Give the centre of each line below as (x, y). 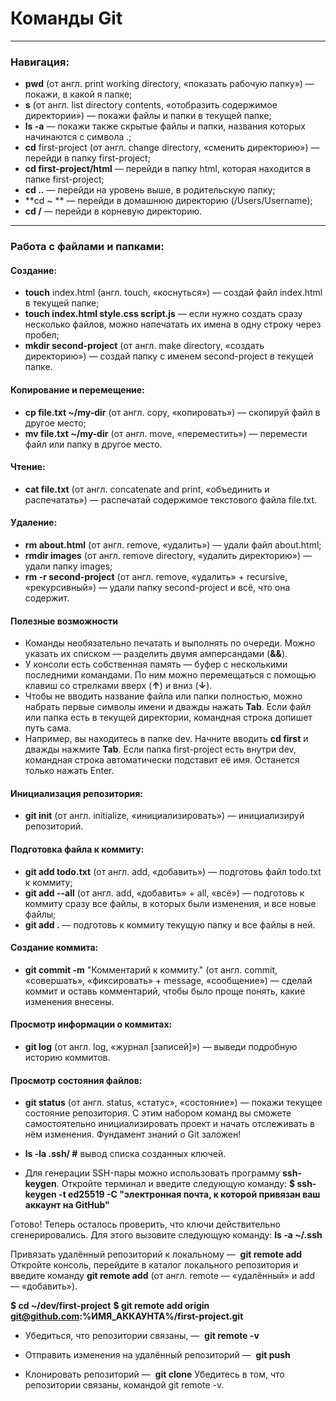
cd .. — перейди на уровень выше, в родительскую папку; (150, 190)
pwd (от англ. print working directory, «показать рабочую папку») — (169, 84)
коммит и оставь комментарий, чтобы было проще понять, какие (165, 991)
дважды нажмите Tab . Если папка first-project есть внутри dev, (160, 749)
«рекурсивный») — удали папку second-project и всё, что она (157, 587)
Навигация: (40, 62)
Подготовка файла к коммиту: (77, 849)
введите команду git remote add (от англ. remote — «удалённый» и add (163, 1276)
